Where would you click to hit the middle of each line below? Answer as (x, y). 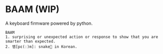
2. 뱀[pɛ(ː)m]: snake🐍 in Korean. (41, 46)
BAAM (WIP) (32, 9)
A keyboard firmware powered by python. (49, 23)
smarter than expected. (31, 41)
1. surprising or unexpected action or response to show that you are (82, 37)
